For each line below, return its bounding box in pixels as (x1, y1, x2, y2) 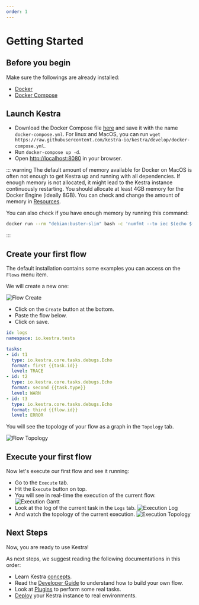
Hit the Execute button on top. (14, 486, 87, 493)
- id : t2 (6, 374, 28, 380)
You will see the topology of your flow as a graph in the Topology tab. (6, 423, 174, 430)
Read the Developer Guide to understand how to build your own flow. (14, 579, 184, 586)
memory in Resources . (6, 198, 61, 205)
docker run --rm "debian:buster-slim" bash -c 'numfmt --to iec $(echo (6, 221, 187, 227)
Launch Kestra (6, 109, 61, 119)
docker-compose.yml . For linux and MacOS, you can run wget (14, 131, 161, 138)
